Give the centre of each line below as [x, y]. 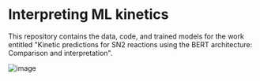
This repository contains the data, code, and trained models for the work [126, 36]
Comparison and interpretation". [60, 53]
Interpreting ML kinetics [89, 15]
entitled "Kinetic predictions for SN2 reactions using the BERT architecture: [130, 44]
